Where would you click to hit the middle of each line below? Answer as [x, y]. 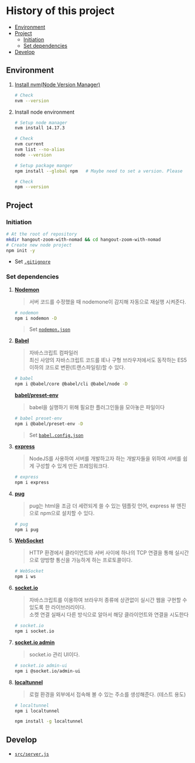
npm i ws [25, 577]
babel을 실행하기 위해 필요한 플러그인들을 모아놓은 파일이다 [97, 407]
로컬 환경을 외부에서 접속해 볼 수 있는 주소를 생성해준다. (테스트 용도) [107, 694]
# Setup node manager [41, 122]
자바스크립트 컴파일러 [54, 353]
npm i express [32, 482]
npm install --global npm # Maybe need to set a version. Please [98, 171]
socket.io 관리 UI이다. [54, 654]
